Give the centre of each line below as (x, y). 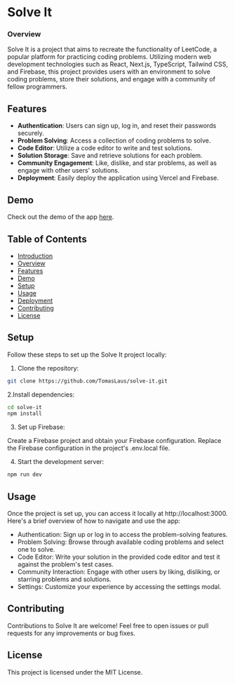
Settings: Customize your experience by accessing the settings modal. (119, 587)
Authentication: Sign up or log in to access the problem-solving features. (122, 535)
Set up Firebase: (41, 427)
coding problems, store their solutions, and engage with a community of (112, 79)
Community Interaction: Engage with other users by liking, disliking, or (119, 572)
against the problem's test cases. (66, 564)
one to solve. (36, 550)
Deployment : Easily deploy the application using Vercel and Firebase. (118, 178)
